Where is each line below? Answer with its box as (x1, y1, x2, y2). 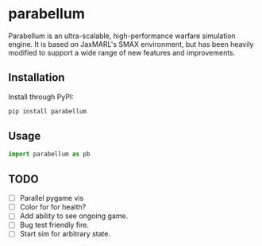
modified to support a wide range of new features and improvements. (8, 48, 236, 57)
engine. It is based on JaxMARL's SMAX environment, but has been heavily (8, 39, 254, 48)
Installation (8, 71, 65, 84)
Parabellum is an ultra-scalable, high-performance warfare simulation (8, 31, 236, 40)
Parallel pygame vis (19, 194, 84, 203)
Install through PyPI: (8, 92, 74, 102)
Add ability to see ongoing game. (19, 211, 129, 221)
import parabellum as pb (8, 150, 91, 159)
